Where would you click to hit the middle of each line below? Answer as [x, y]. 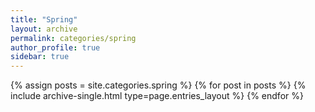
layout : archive [44, 29]
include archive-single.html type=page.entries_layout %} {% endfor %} [157, 96]
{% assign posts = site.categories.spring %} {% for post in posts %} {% [158, 85]
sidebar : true [40, 57]
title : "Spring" [44, 19]
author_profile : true [55, 47]
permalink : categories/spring [73, 38]
